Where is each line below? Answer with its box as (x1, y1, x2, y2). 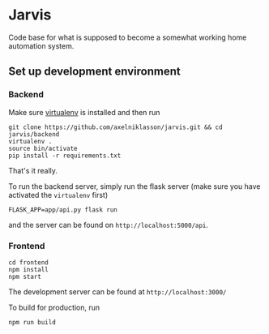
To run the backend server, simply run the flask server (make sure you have (8, 181, 261, 191)
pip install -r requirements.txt (8, 152, 122, 160)
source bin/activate (8, 144, 79, 152)
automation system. (8, 41, 75, 50)
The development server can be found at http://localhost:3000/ (8, 286, 227, 297)
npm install (8, 265, 49, 273)
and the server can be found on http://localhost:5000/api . (8, 220, 209, 229)
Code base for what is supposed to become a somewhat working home (8, 32, 247, 42)
